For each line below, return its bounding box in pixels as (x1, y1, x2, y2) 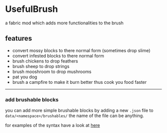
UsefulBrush (5, 3, 58, 15)
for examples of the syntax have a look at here (5, 123, 100, 129)
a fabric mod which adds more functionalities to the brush (5, 20, 124, 26)
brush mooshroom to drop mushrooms (12, 68, 92, 74)
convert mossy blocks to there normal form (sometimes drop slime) (12, 47, 151, 53)
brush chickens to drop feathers (12, 58, 79, 64)
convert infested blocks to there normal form (12, 53, 104, 59)
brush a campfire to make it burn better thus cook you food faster (12, 79, 147, 85)
